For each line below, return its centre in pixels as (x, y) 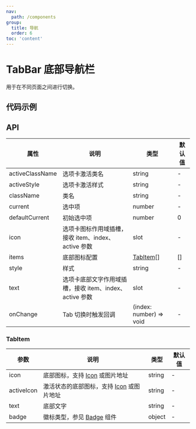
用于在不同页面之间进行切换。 (42, 87)
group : (14, 22)
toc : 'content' (24, 39)
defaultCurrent (29, 217)
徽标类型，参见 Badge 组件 (80, 417)
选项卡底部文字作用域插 (95, 280)
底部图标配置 (80, 257)
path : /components (34, 17)
